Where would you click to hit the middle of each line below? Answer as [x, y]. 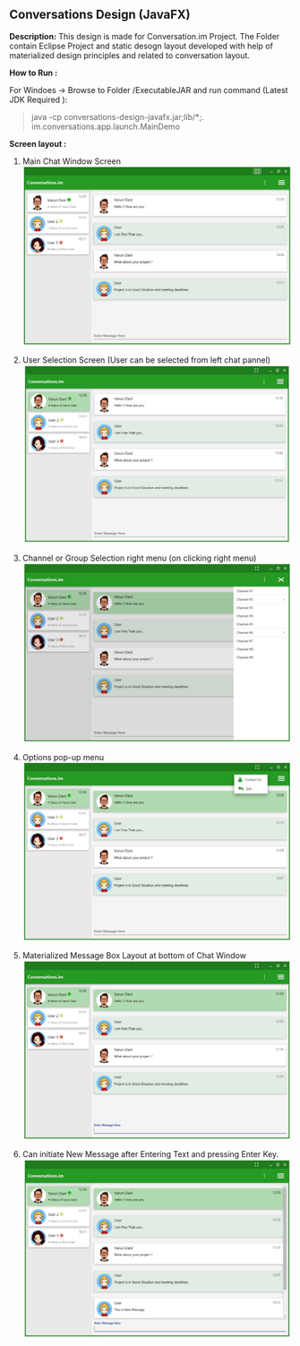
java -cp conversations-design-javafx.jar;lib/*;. [117, 116]
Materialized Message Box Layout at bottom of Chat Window [134, 956]
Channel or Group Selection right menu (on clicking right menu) [139, 558]
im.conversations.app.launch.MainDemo [106, 126]
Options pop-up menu [63, 757]
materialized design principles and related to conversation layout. [130, 55]
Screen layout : [38, 143]
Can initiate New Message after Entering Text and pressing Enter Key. [150, 1153]
